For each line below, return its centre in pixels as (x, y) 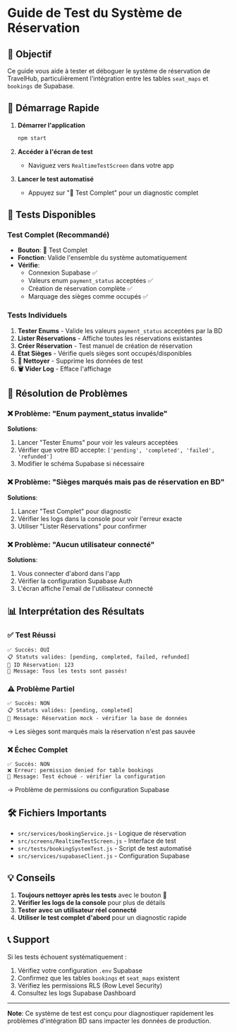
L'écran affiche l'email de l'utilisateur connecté (85, 588)
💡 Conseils (31, 878)
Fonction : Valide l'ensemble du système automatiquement (102, 258)
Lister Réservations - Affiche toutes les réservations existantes (110, 338)
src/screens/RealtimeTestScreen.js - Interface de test (97, 841)
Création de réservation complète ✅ (80, 289)
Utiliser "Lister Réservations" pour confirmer (82, 526)
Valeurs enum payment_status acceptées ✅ (91, 281)
